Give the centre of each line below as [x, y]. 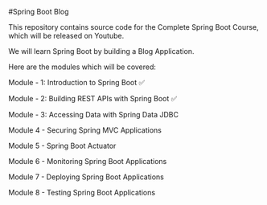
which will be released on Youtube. [66, 36]
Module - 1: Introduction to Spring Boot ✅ [77, 82]
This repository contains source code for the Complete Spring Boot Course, [133, 27]
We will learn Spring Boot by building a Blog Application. [101, 51]
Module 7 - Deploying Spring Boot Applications [86, 177]
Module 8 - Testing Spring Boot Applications [82, 193]
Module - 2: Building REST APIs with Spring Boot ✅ [93, 98]
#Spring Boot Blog [39, 12]
